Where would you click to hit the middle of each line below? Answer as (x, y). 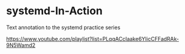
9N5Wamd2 (21, 45)
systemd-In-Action (54, 11)
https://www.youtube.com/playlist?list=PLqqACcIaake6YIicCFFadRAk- (92, 39)
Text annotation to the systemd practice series (63, 27)
